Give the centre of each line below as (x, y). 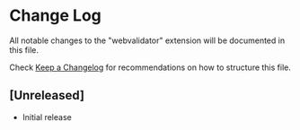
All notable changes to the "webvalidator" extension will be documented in (147, 40)
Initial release (47, 117)
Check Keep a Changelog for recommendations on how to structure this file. (150, 67)
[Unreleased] (47, 95)
